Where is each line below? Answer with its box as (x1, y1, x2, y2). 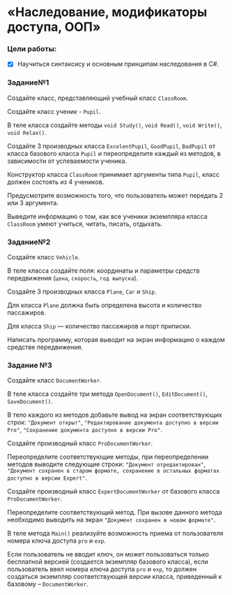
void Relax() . (7, 128, 47, 136)
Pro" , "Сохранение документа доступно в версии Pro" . (7, 426, 162, 434)
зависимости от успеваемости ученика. (7, 157, 127, 165)
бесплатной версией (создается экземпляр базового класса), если (7, 557, 209, 566)
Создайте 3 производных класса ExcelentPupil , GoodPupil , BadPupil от (7, 141, 216, 150)
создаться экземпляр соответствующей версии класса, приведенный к (7, 573, 222, 581)
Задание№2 (7, 237, 51, 247)
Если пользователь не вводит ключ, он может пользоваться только (7, 550, 209, 559)
